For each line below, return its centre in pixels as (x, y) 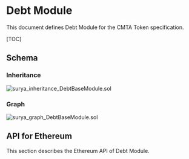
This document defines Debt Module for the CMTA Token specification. (95, 27)
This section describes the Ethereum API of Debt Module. (78, 151)
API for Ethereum (39, 136)
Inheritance (24, 75)
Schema (22, 58)
